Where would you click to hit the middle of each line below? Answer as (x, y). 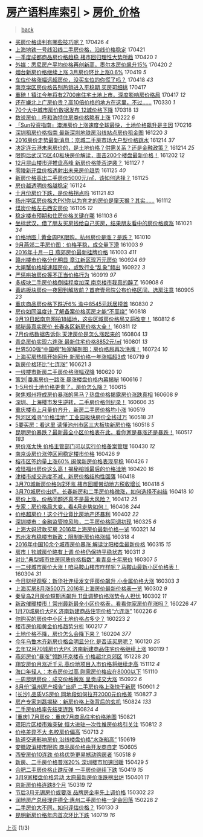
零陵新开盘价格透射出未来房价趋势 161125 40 (70, 170)
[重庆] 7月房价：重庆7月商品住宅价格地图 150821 (75, 717)
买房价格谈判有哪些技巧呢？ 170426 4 (62, 42)
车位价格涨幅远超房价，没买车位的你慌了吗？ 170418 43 (84, 80)
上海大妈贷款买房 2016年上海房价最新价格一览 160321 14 (85, 529)
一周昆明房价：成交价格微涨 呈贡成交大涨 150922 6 (78, 679)
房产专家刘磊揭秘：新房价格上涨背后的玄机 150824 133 (83, 702)
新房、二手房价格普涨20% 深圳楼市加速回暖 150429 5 (82, 762)
